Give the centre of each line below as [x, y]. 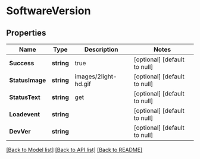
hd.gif [83, 84]
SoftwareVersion [49, 11]
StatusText [25, 97]
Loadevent [25, 114]
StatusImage [28, 80]
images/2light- [96, 77]
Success [22, 63]
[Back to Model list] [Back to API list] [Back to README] [74, 150]
